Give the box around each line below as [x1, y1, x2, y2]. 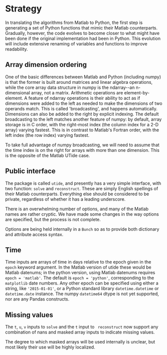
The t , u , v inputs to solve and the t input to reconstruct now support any [5, 324, 159, 330]
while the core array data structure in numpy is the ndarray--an [5, 84, 135, 90]
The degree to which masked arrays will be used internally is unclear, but [5, 339, 156, 345]
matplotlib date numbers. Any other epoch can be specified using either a [5, 280, 159, 286]
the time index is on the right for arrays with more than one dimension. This [5, 147, 160, 153]
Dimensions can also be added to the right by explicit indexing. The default [5, 111, 159, 117]
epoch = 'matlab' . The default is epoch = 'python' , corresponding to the [5, 275, 155, 281]
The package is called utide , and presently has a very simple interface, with [5, 180, 162, 186]
